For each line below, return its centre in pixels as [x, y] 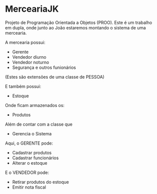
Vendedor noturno [31, 62]
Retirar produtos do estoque [41, 182]
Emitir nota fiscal [29, 187]
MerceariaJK [32, 9]
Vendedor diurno [29, 57]
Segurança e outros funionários [44, 67]
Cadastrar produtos [32, 152]
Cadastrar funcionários [35, 158]
